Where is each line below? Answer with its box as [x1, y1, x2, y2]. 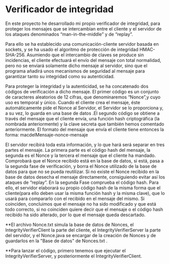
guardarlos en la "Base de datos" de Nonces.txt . [5, 238, 108, 244]
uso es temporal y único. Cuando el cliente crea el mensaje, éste [5, 99, 141, 105]
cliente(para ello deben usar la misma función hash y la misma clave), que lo [5, 190, 165, 196]
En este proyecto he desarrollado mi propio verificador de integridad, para [5, 20, 161, 26]
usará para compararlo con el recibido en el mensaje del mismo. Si [5, 195, 145, 202]
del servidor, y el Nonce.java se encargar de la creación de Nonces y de [5, 232, 156, 238]
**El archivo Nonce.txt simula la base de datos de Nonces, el [5, 221, 134, 227]
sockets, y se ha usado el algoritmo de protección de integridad [5, 46, 139, 52]
